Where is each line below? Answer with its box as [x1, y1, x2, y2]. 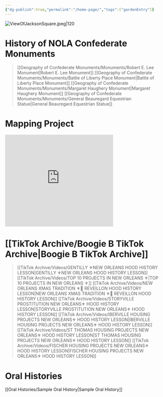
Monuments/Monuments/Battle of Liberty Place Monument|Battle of [17, 74, 154, 81]
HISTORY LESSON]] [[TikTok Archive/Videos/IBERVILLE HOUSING [17, 312, 151, 318]
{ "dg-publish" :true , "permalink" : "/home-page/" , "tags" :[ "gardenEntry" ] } [5, 7, 154, 12]
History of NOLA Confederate [5, 38, 127, 49]
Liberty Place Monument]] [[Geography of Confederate [17, 80, 129, 86]
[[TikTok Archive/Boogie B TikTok [5, 238, 144, 249]
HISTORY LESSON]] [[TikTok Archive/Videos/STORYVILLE [17, 296, 135, 302]
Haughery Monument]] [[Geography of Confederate [17, 90, 122, 96]
